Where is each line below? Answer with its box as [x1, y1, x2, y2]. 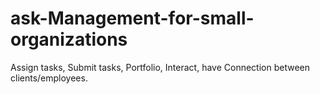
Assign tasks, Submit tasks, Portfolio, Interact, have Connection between [10, 61, 310, 73]
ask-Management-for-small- [10, 7, 255, 30]
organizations [10, 28, 128, 51]
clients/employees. [10, 72, 88, 84]
